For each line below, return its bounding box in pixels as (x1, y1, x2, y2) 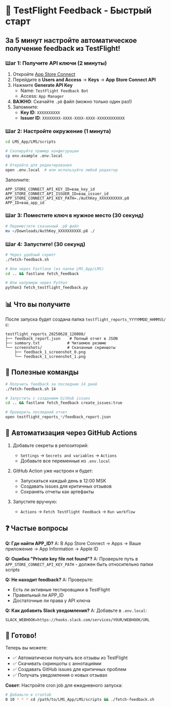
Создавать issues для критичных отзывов (20, 483, 112, 489)
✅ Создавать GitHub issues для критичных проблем (12, 666, 126, 673)
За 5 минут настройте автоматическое (5, 36, 137, 45)
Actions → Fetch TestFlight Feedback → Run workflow (20, 508, 136, 514)
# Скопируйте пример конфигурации (5, 148, 79, 154)
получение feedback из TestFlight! (5, 44, 120, 53)
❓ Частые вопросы (5, 524, 68, 533)
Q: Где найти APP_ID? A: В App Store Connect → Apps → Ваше (5, 540, 141, 546)
